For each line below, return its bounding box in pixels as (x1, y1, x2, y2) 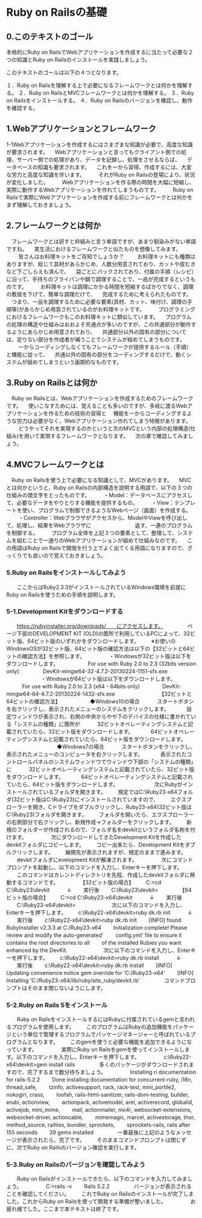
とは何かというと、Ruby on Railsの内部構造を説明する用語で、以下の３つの (6, 484, 193, 492)
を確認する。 (6, 104, 38, 112)
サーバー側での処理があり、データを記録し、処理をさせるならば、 (16, 156, 181, 163)
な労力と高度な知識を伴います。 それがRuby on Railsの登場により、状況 (6, 171, 195, 178)
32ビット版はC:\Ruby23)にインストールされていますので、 (13, 796, 159, 803)
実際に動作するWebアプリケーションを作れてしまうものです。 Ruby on (6, 186, 194, 193)
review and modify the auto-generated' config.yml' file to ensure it (6, 931, 182, 939)
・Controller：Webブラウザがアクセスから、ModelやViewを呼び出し (17, 514, 188, 522)
